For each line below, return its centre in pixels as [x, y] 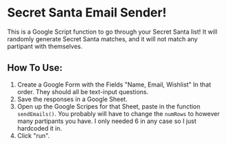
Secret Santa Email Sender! [87, 13]
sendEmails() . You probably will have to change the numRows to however [118, 113]
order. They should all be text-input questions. [83, 91]
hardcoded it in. [39, 128]
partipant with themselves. [45, 46]
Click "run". [33, 135]
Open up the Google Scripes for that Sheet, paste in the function [109, 106]
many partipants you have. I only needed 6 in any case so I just [107, 121]
